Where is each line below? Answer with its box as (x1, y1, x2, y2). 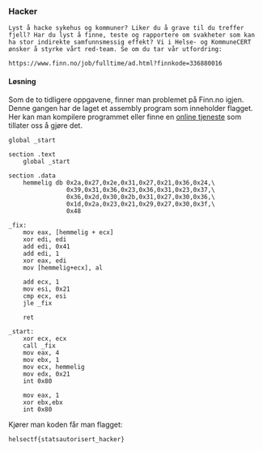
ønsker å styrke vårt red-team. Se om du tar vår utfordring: (8, 45, 223, 53)
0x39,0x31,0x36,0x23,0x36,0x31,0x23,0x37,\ (66, 185, 216, 194)
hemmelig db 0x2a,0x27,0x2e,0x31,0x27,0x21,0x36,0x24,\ (23, 178, 216, 187)
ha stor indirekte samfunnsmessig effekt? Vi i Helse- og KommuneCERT (8, 38, 252, 46)
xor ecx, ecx (23, 334, 67, 343)
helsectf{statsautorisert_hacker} (8, 435, 125, 443)
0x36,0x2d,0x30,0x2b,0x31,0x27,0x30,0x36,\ (66, 193, 216, 201)
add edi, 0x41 (23, 242, 70, 250)
